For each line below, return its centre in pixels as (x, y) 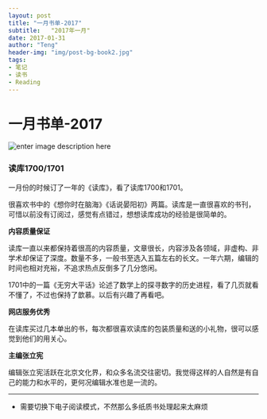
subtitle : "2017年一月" (49, 30)
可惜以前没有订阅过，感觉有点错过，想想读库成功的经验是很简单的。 (120, 214)
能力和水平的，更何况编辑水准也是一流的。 (91, 382)
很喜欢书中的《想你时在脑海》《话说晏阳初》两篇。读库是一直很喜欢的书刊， (132, 204)
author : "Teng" (33, 45)
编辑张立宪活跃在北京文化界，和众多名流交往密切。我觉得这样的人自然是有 (130, 372)
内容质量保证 (29, 231)
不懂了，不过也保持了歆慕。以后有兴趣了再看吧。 (88, 294)
